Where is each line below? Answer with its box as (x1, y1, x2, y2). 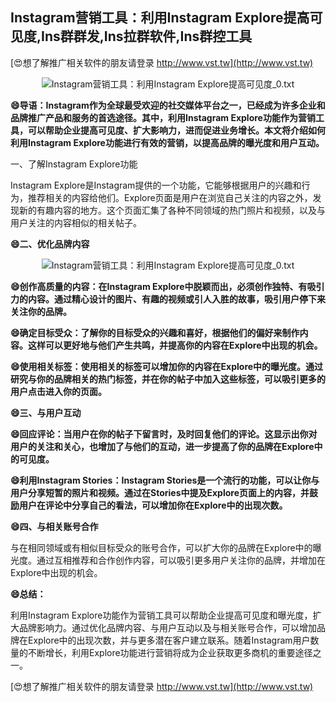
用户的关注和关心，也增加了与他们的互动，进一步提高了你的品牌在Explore (10, 440, 315, 452)
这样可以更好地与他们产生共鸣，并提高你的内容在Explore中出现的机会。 (27, 339, 323, 351)
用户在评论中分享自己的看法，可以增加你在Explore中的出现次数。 (18, 499, 288, 511)
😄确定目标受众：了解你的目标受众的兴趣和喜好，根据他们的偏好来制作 (10, 326, 300, 338)
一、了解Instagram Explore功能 (10, 158, 138, 170)
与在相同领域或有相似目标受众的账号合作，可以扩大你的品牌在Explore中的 (10, 541, 313, 553)
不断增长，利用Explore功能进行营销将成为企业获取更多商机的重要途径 (27, 646, 313, 658)
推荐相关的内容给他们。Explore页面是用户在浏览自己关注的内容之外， (27, 191, 313, 203)
